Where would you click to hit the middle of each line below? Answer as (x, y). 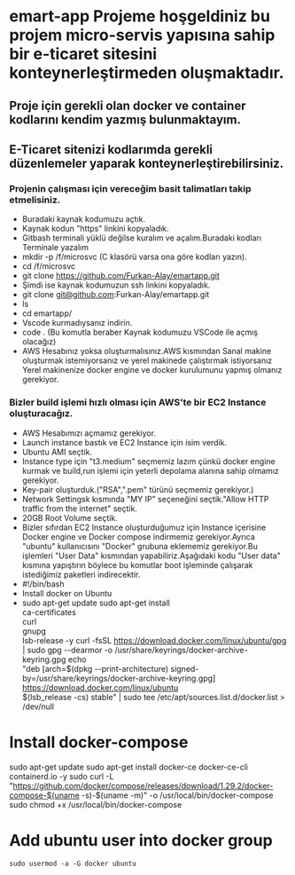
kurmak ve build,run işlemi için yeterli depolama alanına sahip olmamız (150, 470)
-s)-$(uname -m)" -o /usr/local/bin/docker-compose (177, 795)
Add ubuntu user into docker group (141, 840)
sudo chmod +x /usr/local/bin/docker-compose (96, 804)
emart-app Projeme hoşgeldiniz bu (140, 16)
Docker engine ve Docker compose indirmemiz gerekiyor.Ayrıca (138, 536)
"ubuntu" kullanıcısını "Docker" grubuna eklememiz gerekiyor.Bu (140, 546)
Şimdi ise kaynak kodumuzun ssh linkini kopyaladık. (116, 285)
